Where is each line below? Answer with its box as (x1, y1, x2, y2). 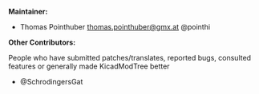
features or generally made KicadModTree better (8, 61, 170, 71)
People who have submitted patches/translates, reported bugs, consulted (8, 53, 251, 62)
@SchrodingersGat (19, 77, 83, 86)
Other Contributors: (8, 37, 76, 47)
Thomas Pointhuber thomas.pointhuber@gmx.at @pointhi (19, 22, 211, 31)
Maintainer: (8, 7, 48, 16)
